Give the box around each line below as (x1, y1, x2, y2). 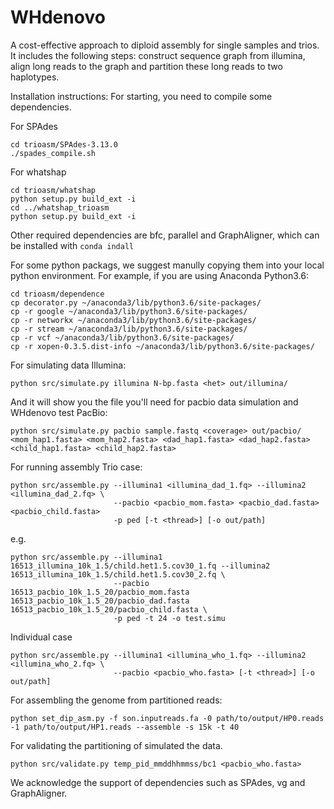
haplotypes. (10, 71, 60, 83)
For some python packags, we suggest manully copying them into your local (10, 259, 325, 271)
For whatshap (10, 166, 67, 178)
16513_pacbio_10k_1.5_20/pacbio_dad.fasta (10, 596, 190, 606)
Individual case (10, 631, 73, 643)
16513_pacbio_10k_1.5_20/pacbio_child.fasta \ (10, 604, 208, 615)
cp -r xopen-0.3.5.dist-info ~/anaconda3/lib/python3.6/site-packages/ (10, 341, 315, 351)
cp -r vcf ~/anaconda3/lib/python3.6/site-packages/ (10, 332, 235, 343)
